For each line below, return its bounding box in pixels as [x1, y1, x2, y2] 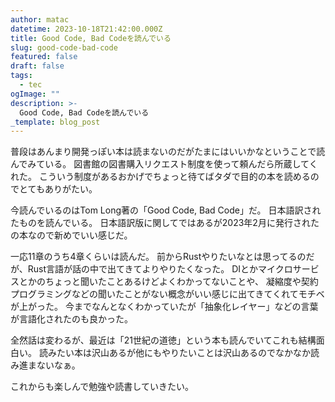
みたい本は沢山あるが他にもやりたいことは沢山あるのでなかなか [47, 347, 311, 359]
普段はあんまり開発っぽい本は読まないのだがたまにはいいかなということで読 [10, 146, 326, 158]
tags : [10, 71, 33, 81]
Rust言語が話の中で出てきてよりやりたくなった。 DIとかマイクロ [27, 263, 293, 275]
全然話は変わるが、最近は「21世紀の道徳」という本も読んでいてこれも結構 [10, 334, 317, 346]
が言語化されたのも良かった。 [10, 313, 133, 325]
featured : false [10, 52, 78, 62]
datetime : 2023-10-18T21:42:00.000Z [10, 24, 163, 34]
